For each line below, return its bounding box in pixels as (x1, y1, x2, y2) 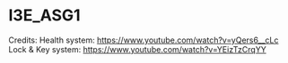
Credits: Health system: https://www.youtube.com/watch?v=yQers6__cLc (8, 35, 279, 45)
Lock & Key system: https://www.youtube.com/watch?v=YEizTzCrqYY (8, 43, 266, 54)
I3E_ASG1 (8, 5, 82, 26)
